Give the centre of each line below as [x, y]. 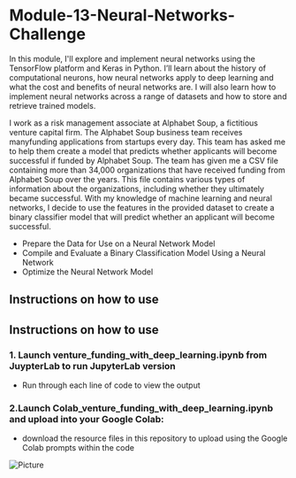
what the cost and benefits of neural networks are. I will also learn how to [143, 87]
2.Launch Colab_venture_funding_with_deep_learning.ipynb [141, 408]
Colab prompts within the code [78, 448]
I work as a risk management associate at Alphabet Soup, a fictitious [134, 123]
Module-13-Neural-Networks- [122, 15]
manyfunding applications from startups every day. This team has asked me [147, 142]
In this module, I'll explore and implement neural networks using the [133, 58]
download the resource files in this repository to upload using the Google [155, 438]
